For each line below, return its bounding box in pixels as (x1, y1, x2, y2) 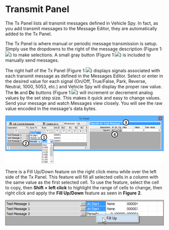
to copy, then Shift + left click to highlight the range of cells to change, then (5, 185, 162, 191)
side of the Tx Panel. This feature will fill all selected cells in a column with (5, 174, 158, 180)
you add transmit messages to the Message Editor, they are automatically (5, 25, 157, 31)
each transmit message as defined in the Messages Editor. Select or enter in (5, 73, 163, 79)
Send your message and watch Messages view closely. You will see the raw (5, 100, 162, 106)
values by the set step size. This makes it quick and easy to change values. (5, 94, 161, 101)
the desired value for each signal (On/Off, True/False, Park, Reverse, (5, 78, 147, 84)
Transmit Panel (5, 4, 69, 15)
